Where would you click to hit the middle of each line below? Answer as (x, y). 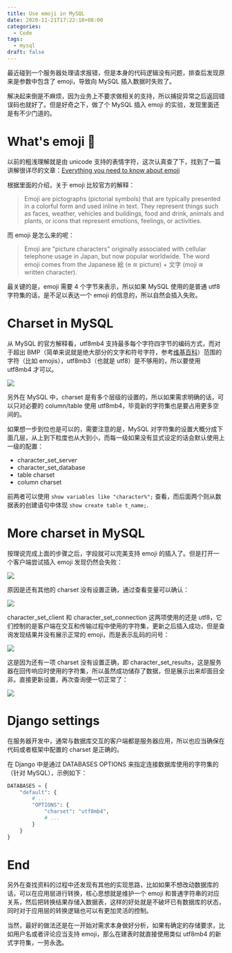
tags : (15, 39)
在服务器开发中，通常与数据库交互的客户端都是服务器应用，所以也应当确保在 (116, 741)
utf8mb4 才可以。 (32, 369)
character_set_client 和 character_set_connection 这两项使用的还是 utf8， (112, 617)
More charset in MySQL (76, 533)
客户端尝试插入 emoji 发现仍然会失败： (68, 562)
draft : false (26, 53)
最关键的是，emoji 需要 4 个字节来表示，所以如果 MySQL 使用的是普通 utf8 (114, 286)
